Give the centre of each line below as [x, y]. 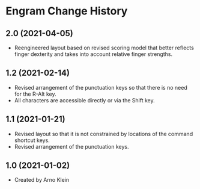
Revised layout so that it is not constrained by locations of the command [104, 134]
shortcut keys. [32, 140]
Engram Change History [67, 11]
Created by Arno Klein [42, 180]
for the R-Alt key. [35, 94]
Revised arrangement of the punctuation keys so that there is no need [101, 87]
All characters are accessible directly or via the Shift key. [84, 100]
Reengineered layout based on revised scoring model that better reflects [104, 48]
